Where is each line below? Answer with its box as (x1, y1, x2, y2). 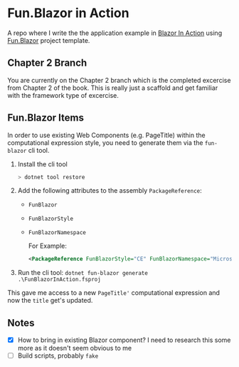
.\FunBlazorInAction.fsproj (17, 276, 101, 283)
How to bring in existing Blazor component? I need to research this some (17, 336, 231, 344)
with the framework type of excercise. (7, 91, 119, 99)
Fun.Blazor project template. (7, 36, 90, 44)
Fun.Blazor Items (7, 112, 84, 124)
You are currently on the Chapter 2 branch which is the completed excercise (7, 76, 231, 84)
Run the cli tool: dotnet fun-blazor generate (17, 268, 148, 277)
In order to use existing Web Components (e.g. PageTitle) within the (7, 131, 206, 139)
